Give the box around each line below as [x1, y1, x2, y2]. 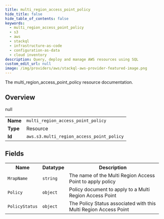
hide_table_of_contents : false [5, 16, 69, 21]
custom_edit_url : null [5, 61, 51, 66]
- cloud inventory [9, 52, 47, 57]
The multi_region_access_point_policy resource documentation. [5, 79, 133, 85]
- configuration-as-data [9, 48, 60, 53]
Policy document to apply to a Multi [69, 186, 150, 193]
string [42, 176, 58, 181]
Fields [5, 149, 24, 158]
